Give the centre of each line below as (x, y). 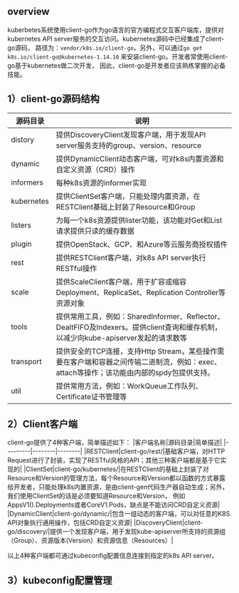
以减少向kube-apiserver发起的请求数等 (121, 338)
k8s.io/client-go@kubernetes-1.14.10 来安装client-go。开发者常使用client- (118, 56)
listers (21, 225)
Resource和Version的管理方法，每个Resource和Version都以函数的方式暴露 (117, 478)
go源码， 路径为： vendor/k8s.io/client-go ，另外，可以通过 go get (105, 47)
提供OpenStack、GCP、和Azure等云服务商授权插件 (142, 244)
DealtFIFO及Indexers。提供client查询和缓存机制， (139, 327)
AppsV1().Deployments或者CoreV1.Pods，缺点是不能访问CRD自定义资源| (114, 505)
